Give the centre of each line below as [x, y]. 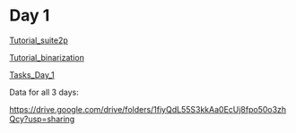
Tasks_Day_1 [32, 75]
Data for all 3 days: [44, 92]
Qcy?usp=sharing [42, 119]
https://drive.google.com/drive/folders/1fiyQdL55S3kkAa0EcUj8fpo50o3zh [148, 109]
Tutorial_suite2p [39, 40]
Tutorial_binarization [47, 57]
